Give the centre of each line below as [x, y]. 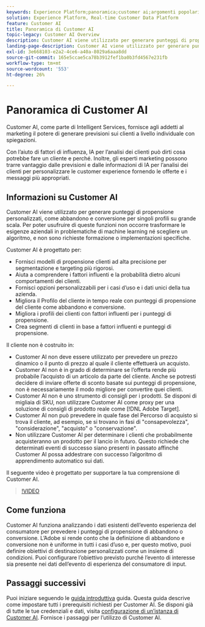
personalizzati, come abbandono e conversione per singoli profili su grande [101, 218]
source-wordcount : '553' [38, 69]
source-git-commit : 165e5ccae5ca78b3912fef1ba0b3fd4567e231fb [87, 58]
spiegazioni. [22, 140]
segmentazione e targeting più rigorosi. [65, 268]
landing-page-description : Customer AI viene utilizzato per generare [98, 46]
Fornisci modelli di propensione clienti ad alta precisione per [91, 262]
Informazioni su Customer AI [62, 197]
